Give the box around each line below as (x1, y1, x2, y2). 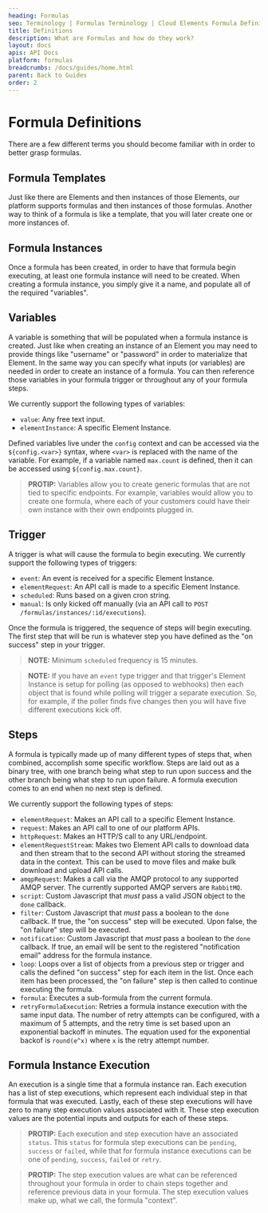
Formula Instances (8, 241, 103, 254)
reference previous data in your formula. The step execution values (27, 1187, 249, 1197)
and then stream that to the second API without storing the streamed (19, 848, 246, 858)
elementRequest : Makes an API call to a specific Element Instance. (19, 814, 235, 824)
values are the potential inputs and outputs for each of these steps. (8, 1114, 229, 1123)
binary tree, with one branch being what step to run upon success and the (8, 766, 252, 776)
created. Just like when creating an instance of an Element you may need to (8, 341, 258, 350)
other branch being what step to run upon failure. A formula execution (8, 775, 238, 784)
